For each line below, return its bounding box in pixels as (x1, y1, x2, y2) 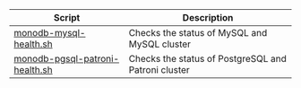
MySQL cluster (128, 38, 191, 50)
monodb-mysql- (13, 27, 86, 39)
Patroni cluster (128, 64, 190, 75)
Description (182, 12, 234, 23)
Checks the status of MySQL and (128, 27, 268, 39)
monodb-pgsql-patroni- (13, 53, 119, 65)
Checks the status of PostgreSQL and (128, 53, 287, 65)
